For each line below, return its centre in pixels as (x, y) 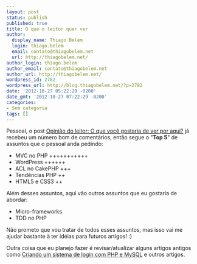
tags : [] (17, 114)
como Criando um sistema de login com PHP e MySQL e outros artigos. (96, 255)
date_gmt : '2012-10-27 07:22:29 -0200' (57, 97)
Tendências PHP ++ (40, 175)
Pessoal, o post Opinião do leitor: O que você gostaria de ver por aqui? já (98, 131)
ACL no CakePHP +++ (43, 168)
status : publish (27, 18)
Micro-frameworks (39, 212)
